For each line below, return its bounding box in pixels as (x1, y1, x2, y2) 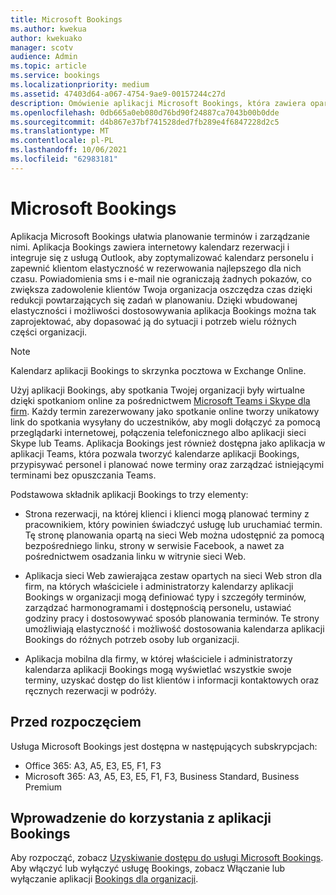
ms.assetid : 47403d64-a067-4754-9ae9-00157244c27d (10, 89, 226, 99)
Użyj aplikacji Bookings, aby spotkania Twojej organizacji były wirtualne (10, 384, 305, 396)
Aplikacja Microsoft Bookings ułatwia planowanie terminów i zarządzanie (10, 230, 311, 242)
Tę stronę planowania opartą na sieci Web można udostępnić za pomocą (24, 529, 325, 541)
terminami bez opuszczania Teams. (10, 469, 157, 481)
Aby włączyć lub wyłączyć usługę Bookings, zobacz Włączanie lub (10, 862, 286, 875)
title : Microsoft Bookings (10, 14, 123, 25)
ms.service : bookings (10, 71, 101, 81)
